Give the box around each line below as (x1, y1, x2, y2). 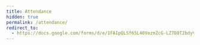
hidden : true (6, 14, 39, 20)
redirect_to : (6, 25, 39, 31)
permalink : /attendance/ (6, 19, 68, 25)
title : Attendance (6, 8, 52, 15)
